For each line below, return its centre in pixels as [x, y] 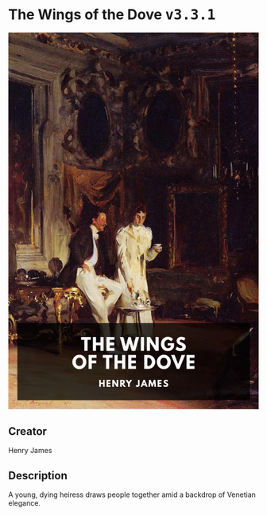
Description [38, 475]
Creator [28, 432]
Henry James [30, 451]
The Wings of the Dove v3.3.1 [112, 15]
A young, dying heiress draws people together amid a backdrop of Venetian [132, 494]
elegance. [25, 503]
